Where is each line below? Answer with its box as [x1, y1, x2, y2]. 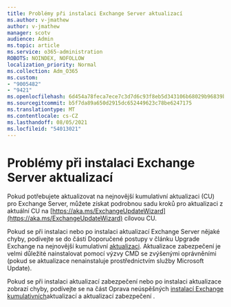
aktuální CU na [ [7, 207, 53, 215]
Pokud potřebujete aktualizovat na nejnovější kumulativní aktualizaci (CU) [7, 192, 215, 200]
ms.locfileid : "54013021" [7, 125, 81, 132]
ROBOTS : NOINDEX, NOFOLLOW [7, 55, 85, 62]
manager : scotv [7, 29, 51, 36]
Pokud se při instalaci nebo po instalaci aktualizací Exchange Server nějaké [7, 228, 220, 236]
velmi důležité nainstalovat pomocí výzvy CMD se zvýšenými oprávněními [7, 249, 217, 258]
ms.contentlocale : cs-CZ [7, 112, 78, 119]
